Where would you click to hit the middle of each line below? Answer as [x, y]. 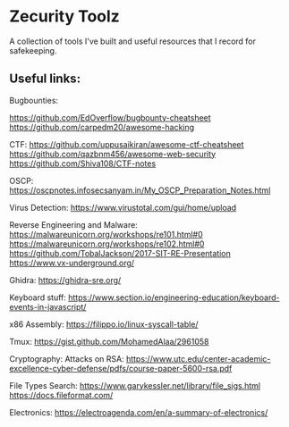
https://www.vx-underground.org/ [72, 263]
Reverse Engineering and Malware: [74, 224]
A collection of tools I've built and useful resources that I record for [133, 41]
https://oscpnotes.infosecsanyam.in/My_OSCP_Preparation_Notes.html [140, 190]
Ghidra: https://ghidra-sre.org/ [65, 280]
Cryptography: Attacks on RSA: [67, 358]
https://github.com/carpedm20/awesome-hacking [102, 127]
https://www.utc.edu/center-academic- [198, 358]
